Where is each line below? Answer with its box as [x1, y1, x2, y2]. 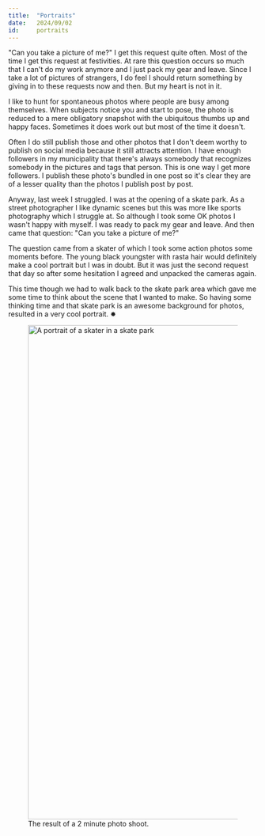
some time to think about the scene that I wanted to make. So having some [8, 293, 252, 302]
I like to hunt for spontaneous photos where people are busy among [8, 96, 229, 107]
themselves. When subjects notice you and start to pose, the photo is [8, 105, 234, 115]
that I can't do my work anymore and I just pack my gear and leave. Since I [8, 65, 252, 74]
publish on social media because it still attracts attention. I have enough [8, 146, 241, 155]
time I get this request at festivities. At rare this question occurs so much [8, 56, 244, 66]
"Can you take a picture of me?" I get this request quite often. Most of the [8, 48, 248, 58]
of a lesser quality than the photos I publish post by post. [8, 180, 194, 189]
